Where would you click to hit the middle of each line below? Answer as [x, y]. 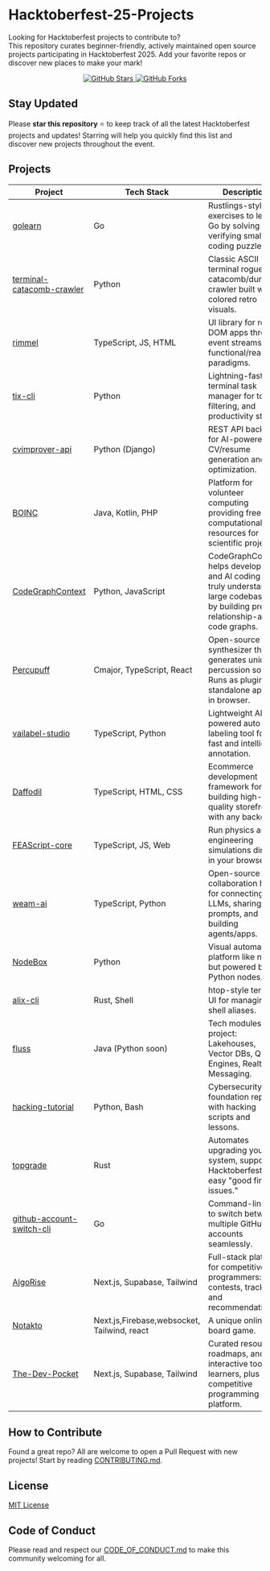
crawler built [231, 289]
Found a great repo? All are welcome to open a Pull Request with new [123, 1452]
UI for [219, 1000]
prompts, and [233, 914]
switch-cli [32, 1229]
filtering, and [232, 406]
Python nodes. [235, 976]
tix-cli [24, 396]
